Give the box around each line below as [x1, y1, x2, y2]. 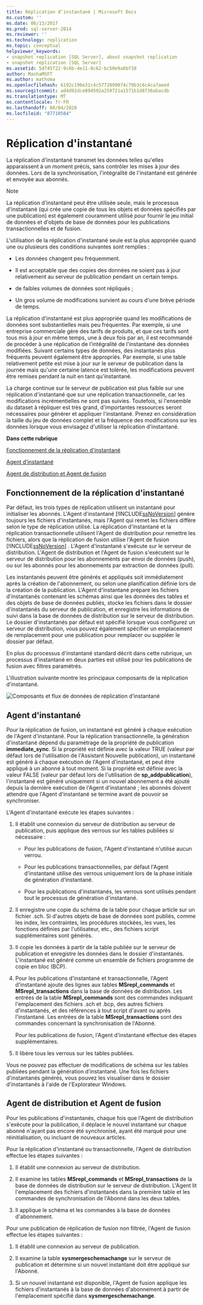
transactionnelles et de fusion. [6, 225, 82, 232]
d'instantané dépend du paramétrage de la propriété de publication [6, 739, 175, 746]
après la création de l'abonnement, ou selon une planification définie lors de [6, 580, 196, 587]
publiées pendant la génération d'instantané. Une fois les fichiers [6, 1067, 169, 1075]
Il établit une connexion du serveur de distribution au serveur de [15, 820, 176, 827]
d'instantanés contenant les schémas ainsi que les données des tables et [6, 593, 189, 600]
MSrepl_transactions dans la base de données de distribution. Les [15, 987, 183, 995]
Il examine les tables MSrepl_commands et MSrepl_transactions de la [15, 1175, 193, 1183]
